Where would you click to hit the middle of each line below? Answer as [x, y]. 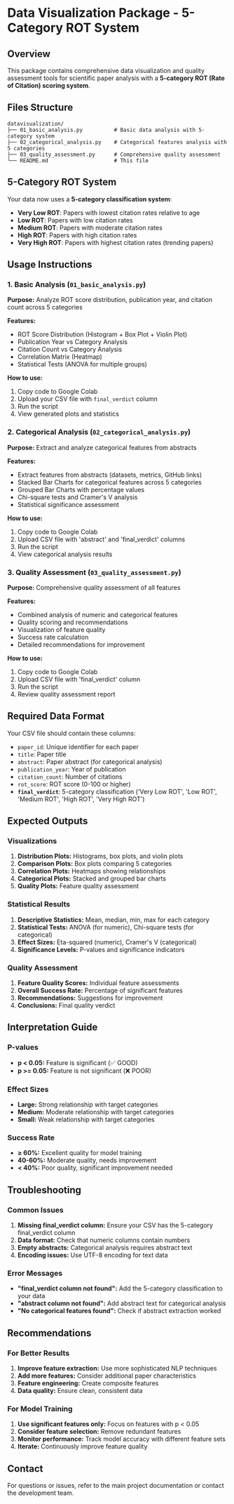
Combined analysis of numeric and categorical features [97, 614]
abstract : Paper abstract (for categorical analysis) [90, 761]
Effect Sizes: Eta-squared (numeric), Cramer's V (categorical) [107, 942]
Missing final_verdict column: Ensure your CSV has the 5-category [115, 1225]
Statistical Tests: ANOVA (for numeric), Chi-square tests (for [105, 927]
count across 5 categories [45, 308]
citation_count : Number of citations [70, 777]
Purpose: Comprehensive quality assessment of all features [94, 587]
